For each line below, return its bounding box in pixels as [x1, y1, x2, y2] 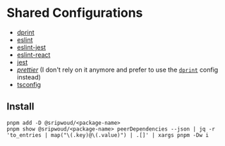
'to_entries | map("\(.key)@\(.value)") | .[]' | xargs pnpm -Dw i [6, 131, 209, 138]
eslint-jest [16, 43, 47, 51]
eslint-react [16, 51, 51, 59]
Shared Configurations [6, 5, 143, 21]
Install [6, 100, 35, 113]
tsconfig [16, 80, 42, 88]
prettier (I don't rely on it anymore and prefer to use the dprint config [16, 65, 219, 74]
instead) [16, 72, 42, 81]
